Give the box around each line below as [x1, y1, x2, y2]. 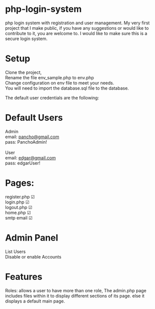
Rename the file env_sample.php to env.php [5, 74, 94, 80]
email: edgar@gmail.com [5, 154, 56, 160]
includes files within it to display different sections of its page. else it [5, 293, 145, 299]
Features [5, 271, 43, 282]
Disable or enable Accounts [5, 254, 62, 259]
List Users [5, 249, 26, 255]
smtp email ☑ [5, 214, 33, 221]
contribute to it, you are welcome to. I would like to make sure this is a [5, 30, 148, 36]
